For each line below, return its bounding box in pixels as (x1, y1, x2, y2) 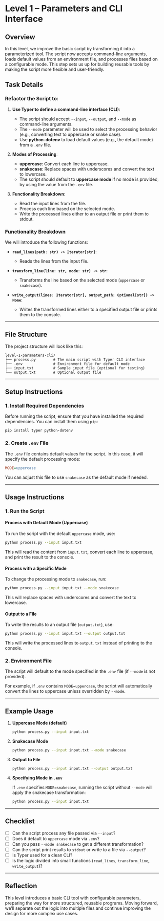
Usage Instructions (5, 493, 64, 501)
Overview (5, 33, 36, 41)
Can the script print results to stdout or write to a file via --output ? (12, 846, 146, 853)
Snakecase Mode (12, 738, 48, 744)
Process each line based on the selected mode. (19, 206, 116, 212)
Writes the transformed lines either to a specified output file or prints (19, 306, 158, 312)
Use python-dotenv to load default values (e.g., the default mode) (19, 136, 153, 142)
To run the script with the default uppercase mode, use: (5, 531, 116, 536)
